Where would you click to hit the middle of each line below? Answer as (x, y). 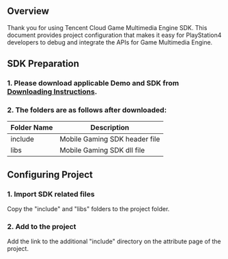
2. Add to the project (42, 227)
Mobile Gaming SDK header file (110, 139)
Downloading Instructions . (52, 92)
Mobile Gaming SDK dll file (102, 150)
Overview (28, 11)
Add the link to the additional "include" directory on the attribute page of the (114, 241)
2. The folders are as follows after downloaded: (87, 110)
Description (110, 128)
